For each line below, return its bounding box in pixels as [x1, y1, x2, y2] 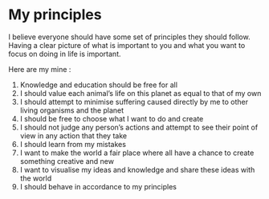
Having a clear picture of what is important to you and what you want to [8, 40, 246, 50]
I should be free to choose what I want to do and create [19, 113, 204, 123]
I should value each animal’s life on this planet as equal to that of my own [19, 88, 262, 98]
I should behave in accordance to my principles [19, 181, 177, 191]
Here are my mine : [8, 64, 71, 74]
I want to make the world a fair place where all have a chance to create [19, 148, 255, 157]
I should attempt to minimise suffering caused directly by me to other [19, 97, 249, 106]
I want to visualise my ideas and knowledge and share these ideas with [19, 165, 255, 174]
